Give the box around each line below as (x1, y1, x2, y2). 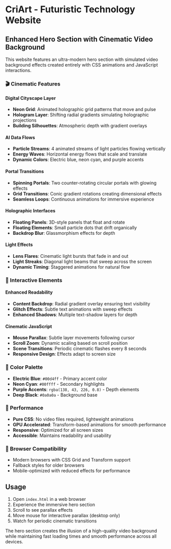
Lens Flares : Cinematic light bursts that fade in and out (12, 253, 129, 259)
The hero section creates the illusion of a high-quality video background (5, 528, 157, 534)
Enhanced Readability (5, 289, 53, 295)
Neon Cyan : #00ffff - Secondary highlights (12, 381, 105, 387)
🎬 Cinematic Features (5, 80, 61, 87)
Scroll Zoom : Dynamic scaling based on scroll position (12, 340, 128, 346)
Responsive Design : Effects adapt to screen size (12, 351, 116, 357)
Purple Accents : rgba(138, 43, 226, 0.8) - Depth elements (12, 386, 139, 392)
